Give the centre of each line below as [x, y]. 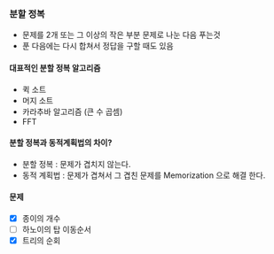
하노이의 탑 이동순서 [56, 229]
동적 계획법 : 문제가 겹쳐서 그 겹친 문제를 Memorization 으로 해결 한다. [144, 175]
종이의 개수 [41, 218]
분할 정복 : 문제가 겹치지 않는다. [76, 164]
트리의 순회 [41, 241]
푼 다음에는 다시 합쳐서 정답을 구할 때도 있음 [98, 46]
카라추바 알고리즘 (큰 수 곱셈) [72, 112]
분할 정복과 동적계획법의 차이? [61, 142]
